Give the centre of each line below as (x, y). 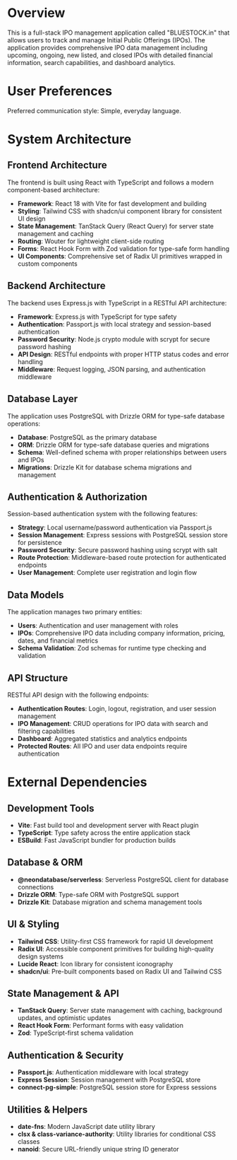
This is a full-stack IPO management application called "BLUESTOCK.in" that (119, 33)
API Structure (38, 678)
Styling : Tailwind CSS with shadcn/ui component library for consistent (120, 211)
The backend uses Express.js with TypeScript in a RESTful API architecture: (117, 303)
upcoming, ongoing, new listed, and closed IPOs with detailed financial (110, 55)
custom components (47, 264)
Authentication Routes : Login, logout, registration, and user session (117, 708)
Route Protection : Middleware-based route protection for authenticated (122, 558)
